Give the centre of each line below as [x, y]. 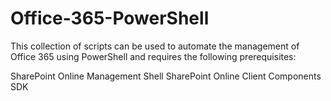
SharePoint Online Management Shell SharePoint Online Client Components [166, 76]
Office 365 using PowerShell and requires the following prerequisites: [153, 56]
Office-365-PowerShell [110, 18]
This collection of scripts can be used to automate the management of [155, 46]
